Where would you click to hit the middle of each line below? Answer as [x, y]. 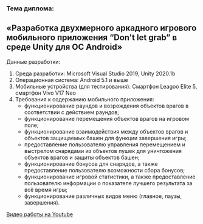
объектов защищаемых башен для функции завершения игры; [105, 138]
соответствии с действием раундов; [72, 112]
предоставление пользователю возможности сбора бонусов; [105, 170]
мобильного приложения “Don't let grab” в [92, 38]
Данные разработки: [33, 61]
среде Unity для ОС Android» [64, 47]
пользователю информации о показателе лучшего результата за [108, 183]
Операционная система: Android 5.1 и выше [72, 80]
